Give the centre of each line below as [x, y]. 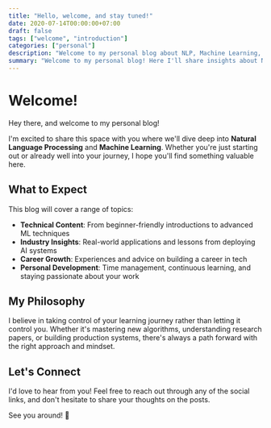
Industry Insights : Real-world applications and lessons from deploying [138, 242]
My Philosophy [47, 302]
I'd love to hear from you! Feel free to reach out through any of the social [129, 391]
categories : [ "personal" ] [52, 46]
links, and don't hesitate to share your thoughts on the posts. [109, 400]
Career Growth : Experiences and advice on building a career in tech [133, 259]
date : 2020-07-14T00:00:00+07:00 [65, 23]
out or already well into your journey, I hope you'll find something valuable [131, 156]
